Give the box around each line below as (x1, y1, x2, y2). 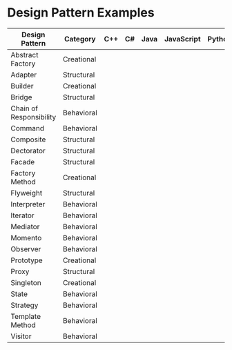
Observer (10, 244, 41, 253)
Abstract (10, 50, 39, 59)
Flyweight (10, 188, 43, 197)
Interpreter (10, 199, 46, 208)
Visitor (10, 331, 32, 341)
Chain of (10, 104, 39, 113)
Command (10, 123, 45, 133)
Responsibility (10, 112, 57, 121)
